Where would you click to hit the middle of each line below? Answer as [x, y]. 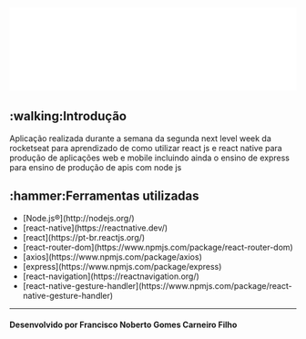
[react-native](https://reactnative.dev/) [95, 228]
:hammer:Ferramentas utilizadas [104, 196]
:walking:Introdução [68, 116]
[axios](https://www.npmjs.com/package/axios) [112, 257]
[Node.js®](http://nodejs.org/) [78, 218]
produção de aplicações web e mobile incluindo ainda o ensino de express [149, 158]
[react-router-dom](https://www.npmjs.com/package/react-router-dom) [158, 247]
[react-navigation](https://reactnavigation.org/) [111, 276]
